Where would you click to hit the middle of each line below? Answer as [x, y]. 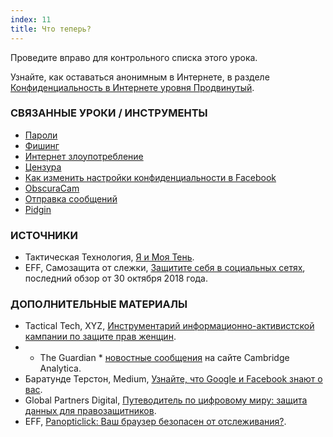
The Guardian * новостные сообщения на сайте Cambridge [164, 358]
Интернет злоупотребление [84, 156]
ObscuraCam [52, 188]
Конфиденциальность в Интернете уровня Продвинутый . [132, 87]
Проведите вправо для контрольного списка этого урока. [134, 57]
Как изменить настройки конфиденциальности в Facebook [150, 177]
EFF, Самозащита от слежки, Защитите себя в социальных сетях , [165, 268]
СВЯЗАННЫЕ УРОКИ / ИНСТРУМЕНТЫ [109, 113]
